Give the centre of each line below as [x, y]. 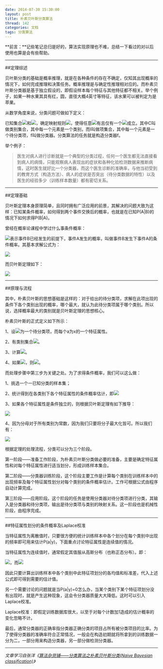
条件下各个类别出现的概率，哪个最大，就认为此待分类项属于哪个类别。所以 [79, 305]
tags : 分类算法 [19, 32]
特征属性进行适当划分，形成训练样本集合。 [69, 465]
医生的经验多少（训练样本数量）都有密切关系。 [64, 180]
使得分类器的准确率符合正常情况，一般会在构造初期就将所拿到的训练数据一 [83, 634]
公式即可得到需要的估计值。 [33, 579]
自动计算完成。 [20, 488]
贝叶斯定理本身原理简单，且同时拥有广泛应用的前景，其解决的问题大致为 [77, 206]
